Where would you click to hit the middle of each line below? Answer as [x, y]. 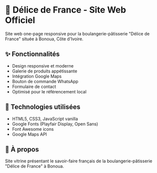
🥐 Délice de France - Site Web [66, 10]
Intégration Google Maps [37, 76]
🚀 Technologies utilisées [43, 107]
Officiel [20, 20]
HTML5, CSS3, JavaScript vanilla [45, 119]
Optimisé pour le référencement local [49, 91]
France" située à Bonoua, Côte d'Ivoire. [44, 39]
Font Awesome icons [33, 129]
